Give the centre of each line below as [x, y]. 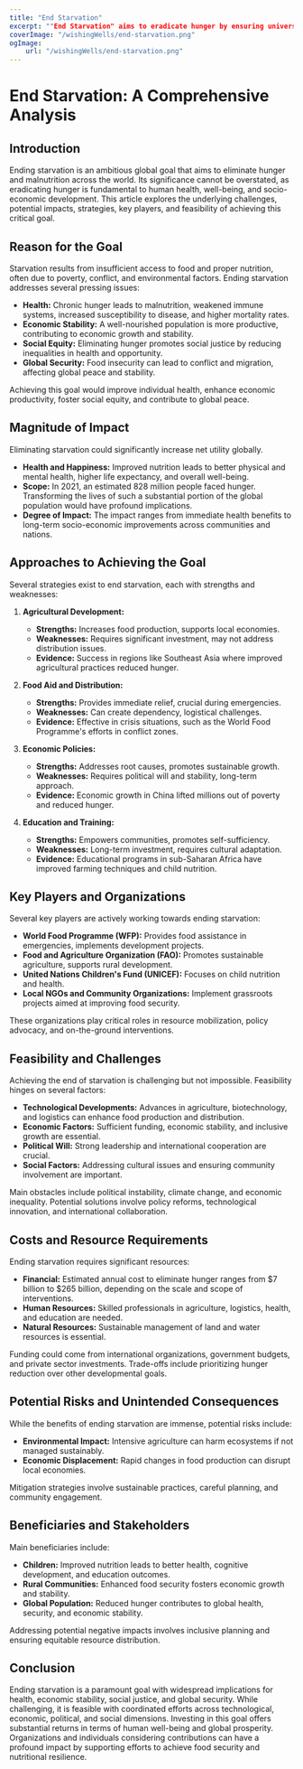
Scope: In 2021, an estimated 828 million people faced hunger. [139, 486]
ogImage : [26, 43]
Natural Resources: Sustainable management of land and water [141, 1327]
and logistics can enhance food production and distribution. [133, 1118]
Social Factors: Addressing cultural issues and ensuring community [148, 1165]
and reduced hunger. [75, 804]
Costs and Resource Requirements [109, 1240]
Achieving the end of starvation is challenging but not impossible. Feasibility [151, 1081]
